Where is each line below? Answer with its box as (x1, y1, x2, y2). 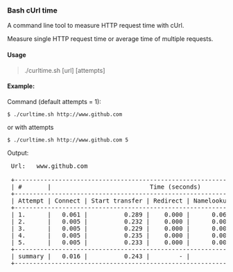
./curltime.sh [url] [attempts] (24, 66, 105, 74)
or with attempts (7, 123, 54, 131)
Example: (7, 82, 35, 90)
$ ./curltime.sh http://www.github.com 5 (7, 136, 129, 144)
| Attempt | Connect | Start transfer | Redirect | (10, 196, 191, 205)
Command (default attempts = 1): (7, 97, 102, 105)
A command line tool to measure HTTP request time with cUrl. (7, 22, 184, 30)
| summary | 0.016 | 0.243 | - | (10, 252, 191, 260)
